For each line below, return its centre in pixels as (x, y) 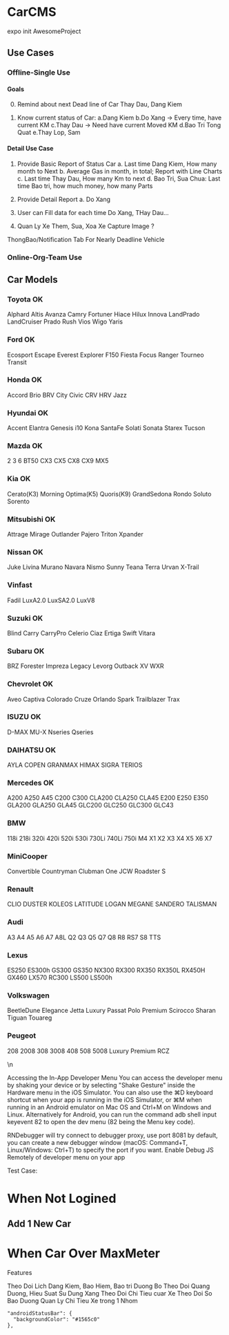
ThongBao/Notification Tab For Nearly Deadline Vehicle (86, 239)
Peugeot (22, 1036)
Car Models (32, 280)
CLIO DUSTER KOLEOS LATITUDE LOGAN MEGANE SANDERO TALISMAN (112, 904)
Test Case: (22, 1170)
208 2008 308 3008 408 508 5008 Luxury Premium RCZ (89, 1051)
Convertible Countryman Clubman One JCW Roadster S (87, 871)
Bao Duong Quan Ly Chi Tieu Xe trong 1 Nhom (72, 1301)
